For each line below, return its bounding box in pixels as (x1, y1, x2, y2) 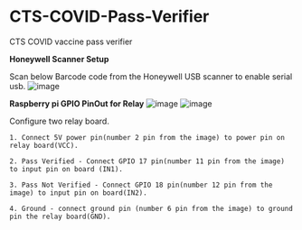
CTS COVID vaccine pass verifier (9, 36, 133, 47)
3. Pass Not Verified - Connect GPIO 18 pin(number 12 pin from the (9, 180, 273, 189)
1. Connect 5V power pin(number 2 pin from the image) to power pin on (9, 133, 285, 142)
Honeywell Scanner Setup (9, 53, 109, 64)
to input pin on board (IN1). (9, 164, 124, 173)
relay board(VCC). (9, 141, 79, 150)
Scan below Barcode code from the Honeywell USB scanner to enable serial (9, 70, 293, 82)
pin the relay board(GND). (9, 212, 111, 221)
